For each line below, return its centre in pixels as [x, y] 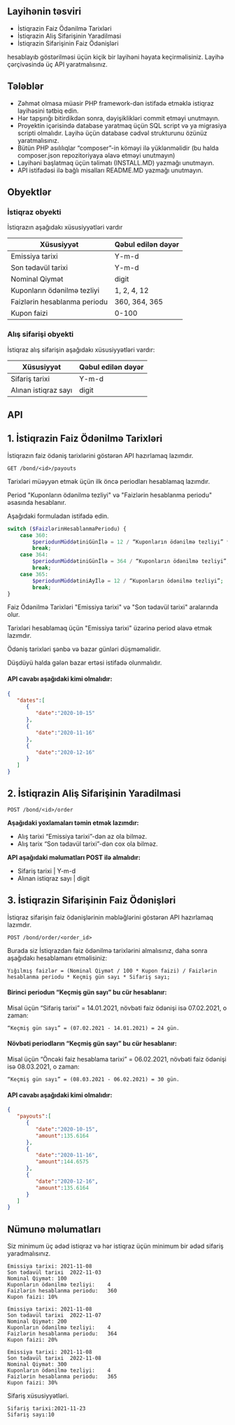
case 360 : [34, 535]
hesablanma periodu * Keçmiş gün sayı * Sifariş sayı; [89, 977]
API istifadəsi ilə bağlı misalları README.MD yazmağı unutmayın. [110, 170]
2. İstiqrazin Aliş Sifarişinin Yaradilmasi [94, 794]
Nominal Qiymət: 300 [37, 1365]
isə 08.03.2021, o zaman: [43, 1066]
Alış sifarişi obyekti [41, 334]
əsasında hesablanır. [37, 502]
